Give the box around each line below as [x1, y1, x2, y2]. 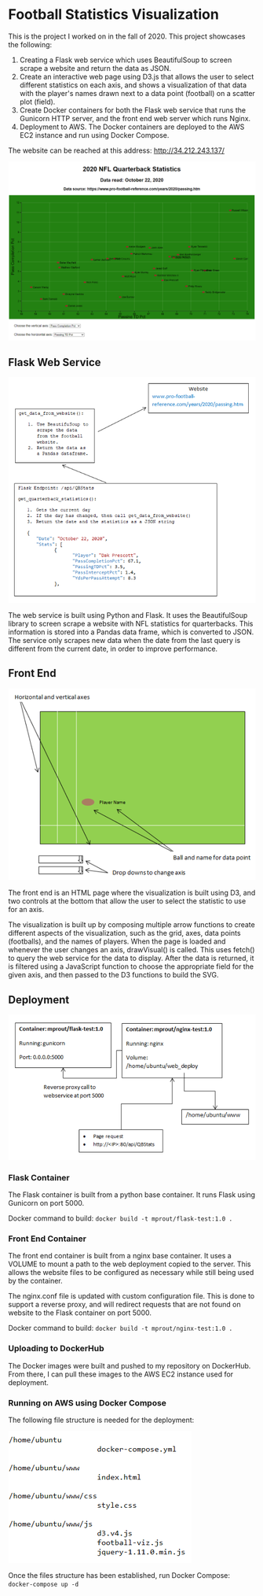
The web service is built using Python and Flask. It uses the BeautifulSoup [8, 611, 248, 620]
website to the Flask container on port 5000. [8, 1308, 152, 1317]
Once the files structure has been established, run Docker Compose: [8, 1571, 230, 1580]
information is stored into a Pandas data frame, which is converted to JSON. [8, 627, 254, 637]
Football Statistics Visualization [8, 6, 220, 24]
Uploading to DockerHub [8, 1343, 104, 1354]
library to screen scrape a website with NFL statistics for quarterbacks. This [8, 619, 254, 629]
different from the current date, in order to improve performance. [8, 644, 218, 654]
